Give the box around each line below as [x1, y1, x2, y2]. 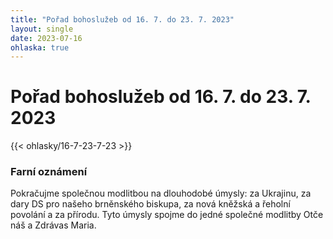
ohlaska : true [10, 42, 70, 53]
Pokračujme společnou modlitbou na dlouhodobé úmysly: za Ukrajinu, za [10, 187, 312, 200]
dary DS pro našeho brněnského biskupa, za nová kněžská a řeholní [10, 198, 291, 210]
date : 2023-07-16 [10, 33, 83, 43]
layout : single [10, 24, 74, 34]
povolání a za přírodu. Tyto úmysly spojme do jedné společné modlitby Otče [10, 209, 324, 221]
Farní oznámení [10, 165, 88, 179]
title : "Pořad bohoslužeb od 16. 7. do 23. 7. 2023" [10, 14, 235, 25]
